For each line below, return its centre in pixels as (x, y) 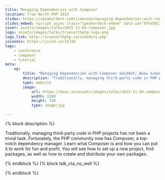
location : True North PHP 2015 (37, 14)
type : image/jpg (48, 105)
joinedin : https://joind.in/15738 (41, 42)
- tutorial (25, 60)
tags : (11, 46)
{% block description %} (30, 124)
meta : (11, 64)
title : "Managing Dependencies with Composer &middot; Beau (85, 74)
